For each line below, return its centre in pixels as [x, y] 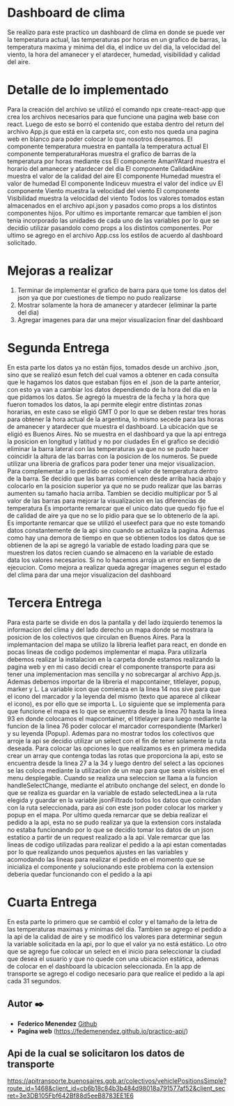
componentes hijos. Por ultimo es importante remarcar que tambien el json [114, 213]
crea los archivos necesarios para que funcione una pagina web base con [113, 116]
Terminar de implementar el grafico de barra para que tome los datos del [122, 290]
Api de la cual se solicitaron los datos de [96, 1053]
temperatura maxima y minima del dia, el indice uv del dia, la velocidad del [114, 47]
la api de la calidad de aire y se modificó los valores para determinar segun [115, 937]
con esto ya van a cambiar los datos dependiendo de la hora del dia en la [112, 389]
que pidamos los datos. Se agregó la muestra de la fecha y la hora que [109, 397]
